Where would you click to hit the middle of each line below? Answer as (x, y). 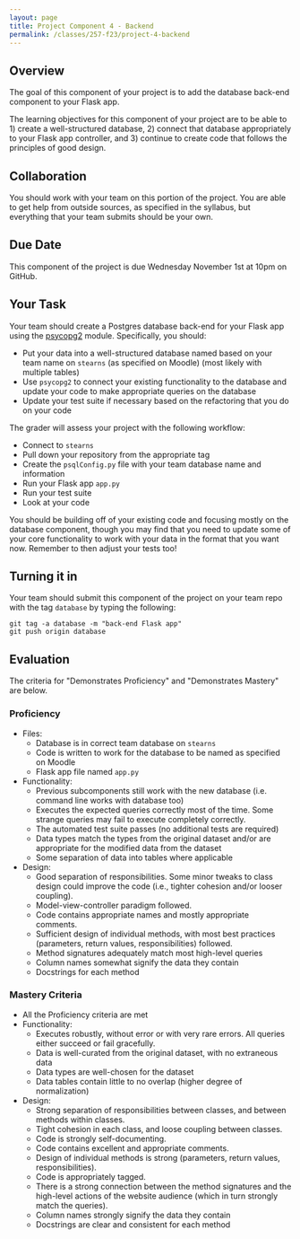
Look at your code (56, 502)
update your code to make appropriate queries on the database (139, 391)
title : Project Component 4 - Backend (81, 26)
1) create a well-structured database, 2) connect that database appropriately (150, 129)
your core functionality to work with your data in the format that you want (144, 539)
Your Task (38, 305)
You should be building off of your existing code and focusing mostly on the (149, 519)
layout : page (34, 18)
